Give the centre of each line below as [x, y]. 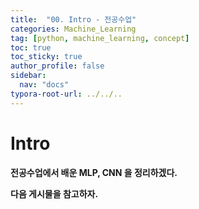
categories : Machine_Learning [73, 29]
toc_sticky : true [46, 57]
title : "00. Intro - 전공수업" [73, 19]
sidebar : [28, 76]
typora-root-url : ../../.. [66, 94]
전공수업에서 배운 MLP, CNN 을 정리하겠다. [94, 172]
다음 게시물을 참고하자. [54, 193]
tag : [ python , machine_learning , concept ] [100, 38]
